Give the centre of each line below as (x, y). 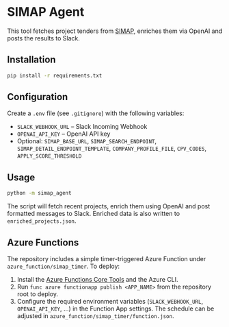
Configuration (38, 97)
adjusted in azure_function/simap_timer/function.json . (95, 315)
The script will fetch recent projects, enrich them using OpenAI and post (109, 206)
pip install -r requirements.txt (55, 75)
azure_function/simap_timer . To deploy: (64, 266)
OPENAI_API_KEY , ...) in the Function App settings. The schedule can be (116, 308)
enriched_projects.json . (42, 221)
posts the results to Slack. (44, 38)
